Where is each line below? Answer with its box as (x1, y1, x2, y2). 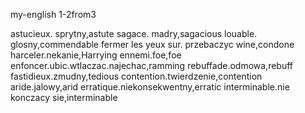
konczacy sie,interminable (10, 92, 118, 103)
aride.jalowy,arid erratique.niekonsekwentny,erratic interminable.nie (10, 81, 290, 93)
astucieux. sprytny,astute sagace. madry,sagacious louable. (10, 28, 258, 39)
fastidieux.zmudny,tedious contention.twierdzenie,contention (10, 70, 263, 82)
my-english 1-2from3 (10, 9, 97, 20)
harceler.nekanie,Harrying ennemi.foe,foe (10, 49, 182, 61)
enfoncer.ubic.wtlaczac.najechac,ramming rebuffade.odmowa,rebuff (10, 60, 294, 71)
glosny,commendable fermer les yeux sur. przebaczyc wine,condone (10, 39, 295, 50)
